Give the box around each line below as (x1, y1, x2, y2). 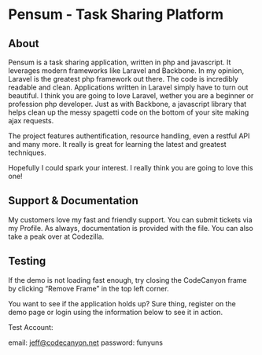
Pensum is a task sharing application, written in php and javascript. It (8, 57, 231, 67)
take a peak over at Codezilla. (8, 232, 105, 241)
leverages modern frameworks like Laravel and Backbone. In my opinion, (8, 66, 245, 75)
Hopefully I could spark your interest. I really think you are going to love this (8, 163, 253, 172)
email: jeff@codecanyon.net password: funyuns (8, 338, 164, 347)
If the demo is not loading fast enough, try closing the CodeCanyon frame (8, 275, 247, 284)
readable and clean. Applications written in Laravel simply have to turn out (8, 82, 249, 92)
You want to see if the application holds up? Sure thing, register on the (8, 298, 236, 308)
